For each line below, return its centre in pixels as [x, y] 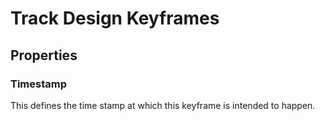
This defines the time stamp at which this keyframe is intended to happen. [163, 105]
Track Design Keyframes [115, 18]
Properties [44, 55]
